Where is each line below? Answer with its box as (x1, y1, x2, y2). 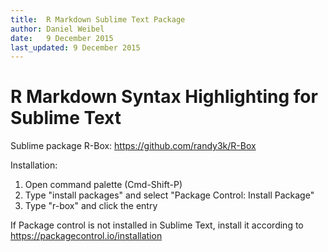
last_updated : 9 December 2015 (10, 42, 141, 53)
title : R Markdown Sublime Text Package (10, 14, 186, 25)
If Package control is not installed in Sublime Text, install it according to (10, 219, 304, 231)
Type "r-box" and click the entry (24, 200, 158, 212)
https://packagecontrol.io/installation (10, 230, 163, 242)
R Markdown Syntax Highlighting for (10, 86, 318, 108)
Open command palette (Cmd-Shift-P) (24, 179, 183, 191)
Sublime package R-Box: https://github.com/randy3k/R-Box (10, 140, 257, 152)
